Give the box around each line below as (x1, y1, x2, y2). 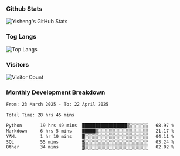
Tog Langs (6, 33, 37, 41)
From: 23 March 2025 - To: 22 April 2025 (6, 102, 109, 108)
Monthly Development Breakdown (6, 88, 106, 96)
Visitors (6, 60, 29, 68)
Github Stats (6, 5, 43, 13)
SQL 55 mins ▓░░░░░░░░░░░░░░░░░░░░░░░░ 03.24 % (6, 139, 175, 145)
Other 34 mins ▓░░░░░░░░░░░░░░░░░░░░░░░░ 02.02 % (6, 144, 175, 150)
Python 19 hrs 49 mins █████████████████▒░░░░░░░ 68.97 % (6, 122, 175, 129)
